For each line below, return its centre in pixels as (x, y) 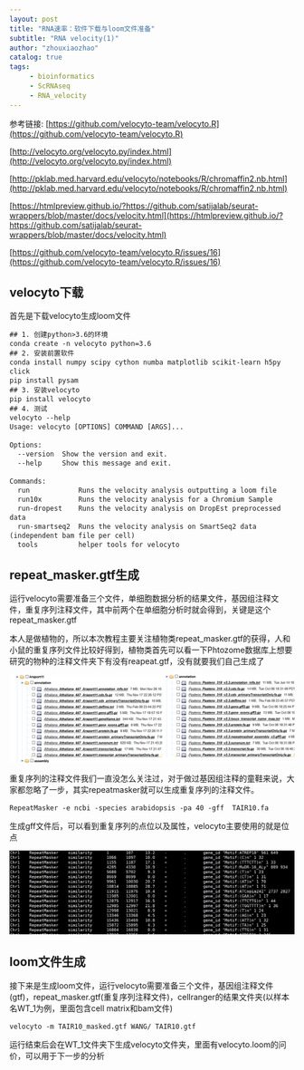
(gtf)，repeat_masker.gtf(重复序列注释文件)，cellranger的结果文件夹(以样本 (149, 997)
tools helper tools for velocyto (99, 545)
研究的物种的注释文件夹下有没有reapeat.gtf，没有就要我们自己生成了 (137, 661)
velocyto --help (40, 418)
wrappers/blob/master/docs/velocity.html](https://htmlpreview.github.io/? (146, 215)
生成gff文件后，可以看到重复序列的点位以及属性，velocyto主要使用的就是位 (149, 825)
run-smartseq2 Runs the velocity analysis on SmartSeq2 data (137, 527)
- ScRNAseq (50, 86)
